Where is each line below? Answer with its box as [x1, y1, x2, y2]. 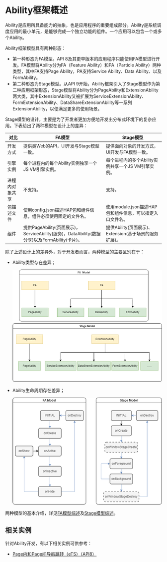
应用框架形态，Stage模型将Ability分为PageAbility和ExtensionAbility [21, 87, 159, 93]
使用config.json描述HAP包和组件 [23, 207, 90, 213]
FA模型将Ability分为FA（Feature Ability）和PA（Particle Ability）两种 [21, 62, 162, 68]
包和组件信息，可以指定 [106, 210, 154, 216]
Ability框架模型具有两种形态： [5, 45, 66, 51]
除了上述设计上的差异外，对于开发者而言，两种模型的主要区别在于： [5, 249, 145, 255]
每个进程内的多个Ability [106, 157, 154, 163]
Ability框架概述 [5, 4, 68, 16]
